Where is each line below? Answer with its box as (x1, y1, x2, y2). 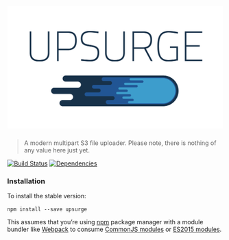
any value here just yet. (23, 146, 91, 154)
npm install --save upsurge (7, 206, 88, 213)
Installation (7, 176, 46, 186)
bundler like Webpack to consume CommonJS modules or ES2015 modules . (7, 225, 222, 234)
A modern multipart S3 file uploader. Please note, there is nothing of (23, 139, 217, 147)
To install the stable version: (7, 192, 86, 200)
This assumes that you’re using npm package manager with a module (7, 218, 204, 226)
